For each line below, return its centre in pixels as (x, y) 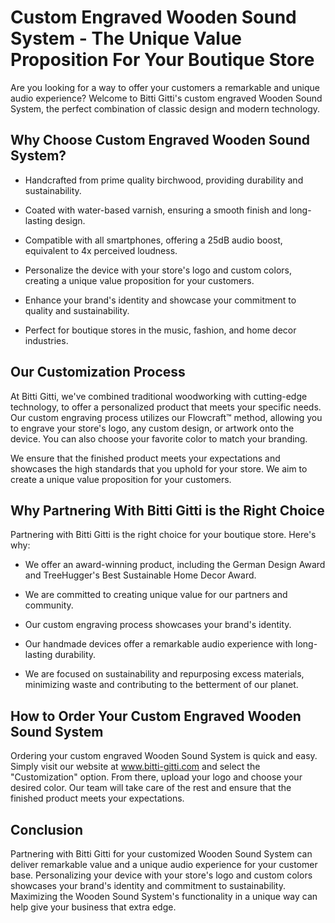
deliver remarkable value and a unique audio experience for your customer (164, 864)
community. (49, 605)
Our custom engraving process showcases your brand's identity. (158, 625)
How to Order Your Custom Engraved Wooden (156, 716)
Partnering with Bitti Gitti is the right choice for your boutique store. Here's (163, 535)
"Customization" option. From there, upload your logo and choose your (156, 777)
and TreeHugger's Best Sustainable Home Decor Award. (140, 575)
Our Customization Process (98, 372)
